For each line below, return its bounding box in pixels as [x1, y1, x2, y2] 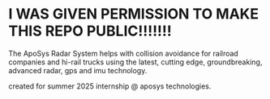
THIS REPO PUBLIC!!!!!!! [8, 22, 172, 40]
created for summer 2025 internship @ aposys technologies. [8, 81, 212, 91]
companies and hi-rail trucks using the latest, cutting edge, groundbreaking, [8, 57, 263, 67]
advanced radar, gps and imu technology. [8, 65, 148, 75]
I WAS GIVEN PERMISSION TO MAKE [8, 5, 259, 23]
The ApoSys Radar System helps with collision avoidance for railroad [8, 48, 239, 58]
